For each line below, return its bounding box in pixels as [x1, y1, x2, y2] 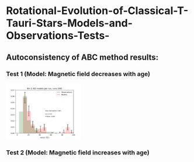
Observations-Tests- [6, 29, 110, 42]
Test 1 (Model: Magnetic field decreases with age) [6, 70, 151, 78]
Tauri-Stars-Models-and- [6, 16, 133, 30]
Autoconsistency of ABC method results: [6, 52, 159, 62]
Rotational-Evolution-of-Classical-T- [6, 4, 189, 18]
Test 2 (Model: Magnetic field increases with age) [6, 149, 150, 157]
